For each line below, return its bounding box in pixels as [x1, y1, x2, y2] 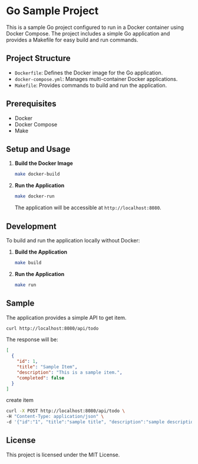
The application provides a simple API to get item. [6, 314, 127, 321]
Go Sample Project [6, 4, 99, 18]
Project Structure [6, 53, 71, 63]
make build [14, 259, 42, 265]
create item [6, 397, 34, 404]
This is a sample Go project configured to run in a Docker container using [6, 24, 184, 31]
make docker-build [14, 171, 60, 177]
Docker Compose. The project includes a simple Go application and [6, 30, 170, 37]
